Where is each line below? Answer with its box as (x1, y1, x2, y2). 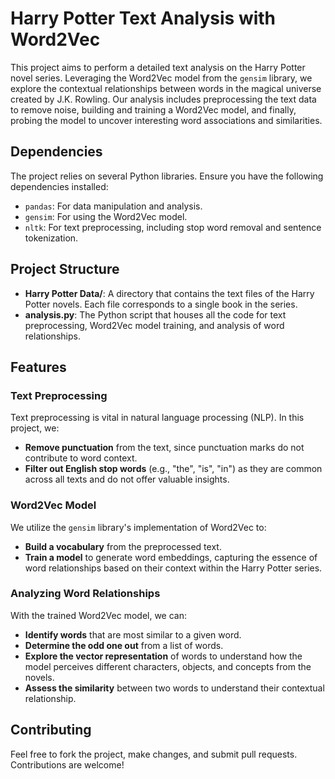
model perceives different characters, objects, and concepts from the (24, 660, 312, 672)
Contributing (10, 722, 92, 739)
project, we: (10, 422, 60, 434)
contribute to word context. (24, 452, 138, 464)
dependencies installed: (10, 180, 109, 192)
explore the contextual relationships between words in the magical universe (10, 82, 322, 94)
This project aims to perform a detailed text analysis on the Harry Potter (10, 61, 306, 73)
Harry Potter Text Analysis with (10, 7, 277, 30)
